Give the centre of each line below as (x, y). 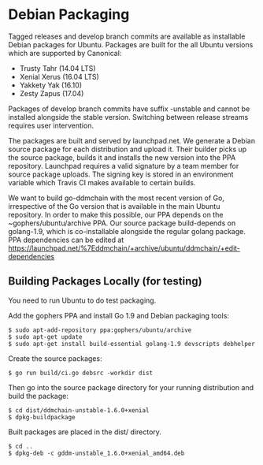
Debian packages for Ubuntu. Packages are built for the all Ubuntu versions (131, 44)
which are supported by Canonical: (65, 53)
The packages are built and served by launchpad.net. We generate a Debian (132, 140)
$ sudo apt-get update (45, 337)
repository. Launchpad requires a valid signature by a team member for (124, 166)
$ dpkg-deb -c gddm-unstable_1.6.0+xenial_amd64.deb (96, 453)
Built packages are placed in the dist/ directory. (85, 432)
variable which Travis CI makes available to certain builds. (102, 182)
